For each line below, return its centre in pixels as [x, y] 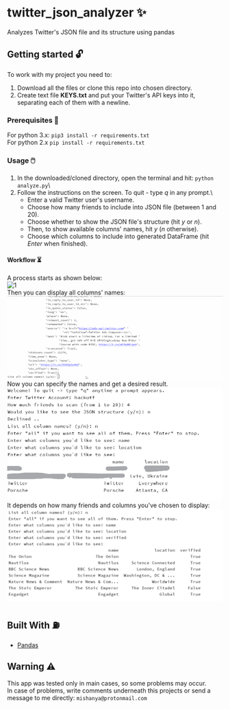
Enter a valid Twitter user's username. [81, 200]
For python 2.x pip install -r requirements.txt [76, 143]
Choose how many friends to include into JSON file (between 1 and [122, 207]
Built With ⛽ [34, 626]
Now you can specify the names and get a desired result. [88, 384]
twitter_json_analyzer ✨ [77, 13]
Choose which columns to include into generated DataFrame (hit [118, 236]
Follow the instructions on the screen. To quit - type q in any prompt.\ [115, 193]
